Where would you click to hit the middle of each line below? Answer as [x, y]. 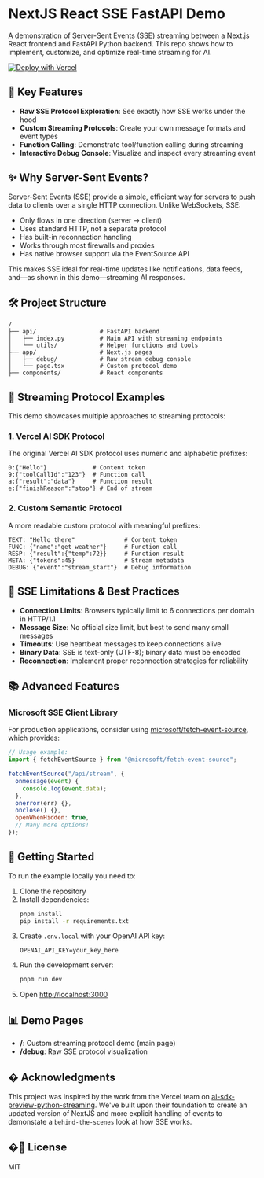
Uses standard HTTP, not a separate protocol [93, 228]
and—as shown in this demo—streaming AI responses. [97, 277]
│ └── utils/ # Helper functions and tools [103, 346]
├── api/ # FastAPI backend [84, 332]
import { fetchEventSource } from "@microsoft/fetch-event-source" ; [123, 760]
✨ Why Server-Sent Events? [79, 178]
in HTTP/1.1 [38, 619]
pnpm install [41, 914]
